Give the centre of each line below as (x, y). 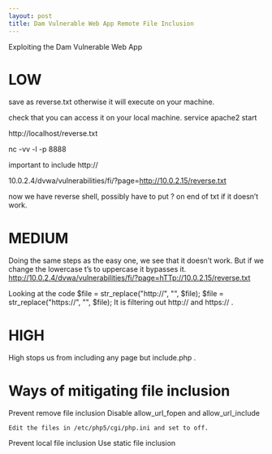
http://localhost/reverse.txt (53, 133)
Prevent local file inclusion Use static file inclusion (92, 443)
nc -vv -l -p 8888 (37, 149)
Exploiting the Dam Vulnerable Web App (76, 46)
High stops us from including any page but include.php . (102, 358)
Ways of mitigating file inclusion (119, 391)
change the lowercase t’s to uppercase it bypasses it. (97, 269)
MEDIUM (39, 238)
